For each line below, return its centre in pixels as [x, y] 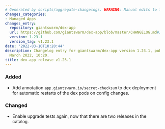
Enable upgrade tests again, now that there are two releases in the [79, 116]
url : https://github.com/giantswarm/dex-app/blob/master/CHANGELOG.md [83, 32]
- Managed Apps [21, 19]
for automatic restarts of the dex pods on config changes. [70, 93]
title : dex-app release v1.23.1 [38, 60]
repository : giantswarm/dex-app [43, 28]
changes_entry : [21, 23]
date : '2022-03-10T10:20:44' [35, 46]
